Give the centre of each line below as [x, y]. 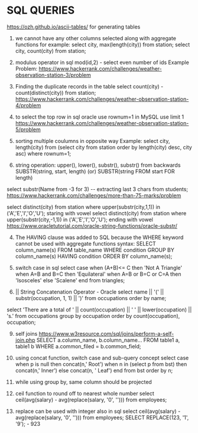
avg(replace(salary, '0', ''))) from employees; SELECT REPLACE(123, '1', [102, 417]
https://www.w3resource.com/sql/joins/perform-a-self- [106, 333]
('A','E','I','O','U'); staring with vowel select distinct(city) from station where [97, 213]
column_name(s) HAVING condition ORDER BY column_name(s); [94, 256]
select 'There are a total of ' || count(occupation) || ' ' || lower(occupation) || [99, 310]
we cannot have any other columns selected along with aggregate [96, 38]
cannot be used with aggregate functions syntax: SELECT [85, 243]
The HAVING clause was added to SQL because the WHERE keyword [99, 237]
